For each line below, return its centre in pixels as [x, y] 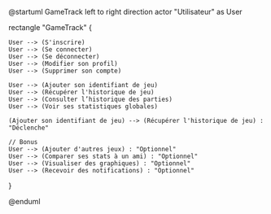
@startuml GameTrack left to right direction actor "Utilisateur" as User [125, 12]
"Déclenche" [28, 128]
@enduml [24, 201]
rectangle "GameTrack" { [50, 27]
